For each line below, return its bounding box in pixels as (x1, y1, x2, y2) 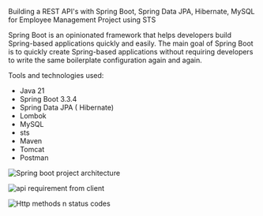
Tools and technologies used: (8, 71, 104, 80)
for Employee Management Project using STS (8, 15, 156, 24)
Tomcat (19, 145, 45, 154)
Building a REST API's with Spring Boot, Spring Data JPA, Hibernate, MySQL (8, 7, 255, 16)
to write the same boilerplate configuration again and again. (8, 55, 203, 65)
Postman (19, 153, 49, 162)
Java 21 (19, 86, 45, 95)
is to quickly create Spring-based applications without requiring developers (8, 47, 254, 56)
